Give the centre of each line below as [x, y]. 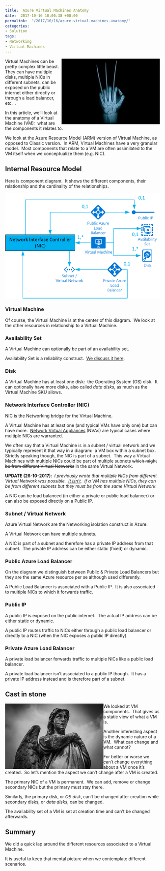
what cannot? [117, 747]
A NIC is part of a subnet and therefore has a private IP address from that [79, 543]
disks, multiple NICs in [28, 77]
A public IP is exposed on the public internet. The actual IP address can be [81, 615]
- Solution [16, 31]
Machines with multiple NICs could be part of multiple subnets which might [81, 461]
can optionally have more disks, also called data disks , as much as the [76, 387]
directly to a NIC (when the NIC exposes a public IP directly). [66, 635]
